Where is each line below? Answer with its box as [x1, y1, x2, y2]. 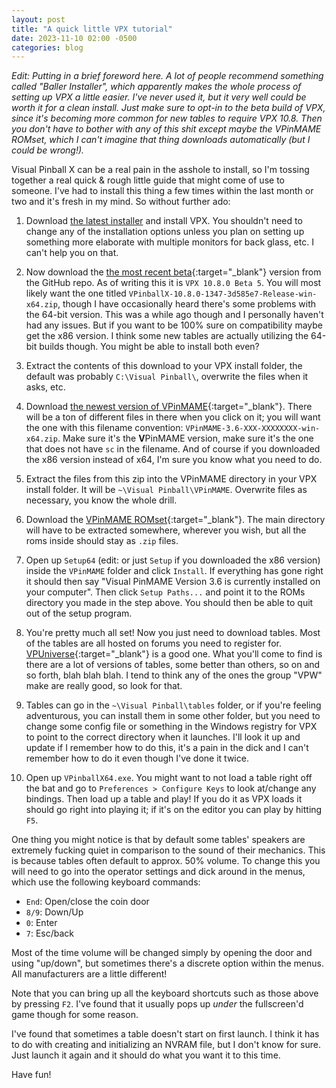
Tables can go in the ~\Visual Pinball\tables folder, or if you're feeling [25, 699, 322, 711]
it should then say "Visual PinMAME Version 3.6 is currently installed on [25, 576, 321, 588]
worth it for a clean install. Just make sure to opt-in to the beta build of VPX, [11, 102, 326, 114]
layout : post [11, 14, 66, 25]
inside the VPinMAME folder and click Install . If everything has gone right [25, 565, 324, 577]
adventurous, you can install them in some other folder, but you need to [25, 710, 321, 722]
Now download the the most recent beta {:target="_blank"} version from [25, 266, 322, 278]
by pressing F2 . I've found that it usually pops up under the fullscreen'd [11, 998, 304, 1010]
